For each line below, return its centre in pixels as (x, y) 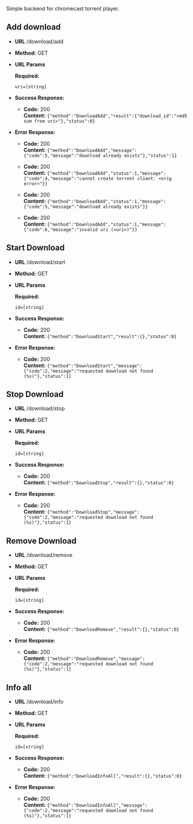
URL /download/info (39, 702)
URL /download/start (40, 262)
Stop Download (35, 394)
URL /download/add (39, 41)
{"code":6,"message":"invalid (61, 230)
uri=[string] (31, 86)
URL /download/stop (40, 409)
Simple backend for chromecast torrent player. (63, 9)
